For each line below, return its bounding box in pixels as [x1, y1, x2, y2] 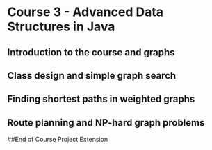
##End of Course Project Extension [7, 135, 108, 144]
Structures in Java [7, 19, 115, 35]
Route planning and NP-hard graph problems [7, 117, 205, 129]
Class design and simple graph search [7, 70, 177, 82]
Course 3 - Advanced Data [7, 4, 164, 20]
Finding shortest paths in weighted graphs [7, 93, 195, 105]
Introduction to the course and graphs [7, 46, 175, 58]
